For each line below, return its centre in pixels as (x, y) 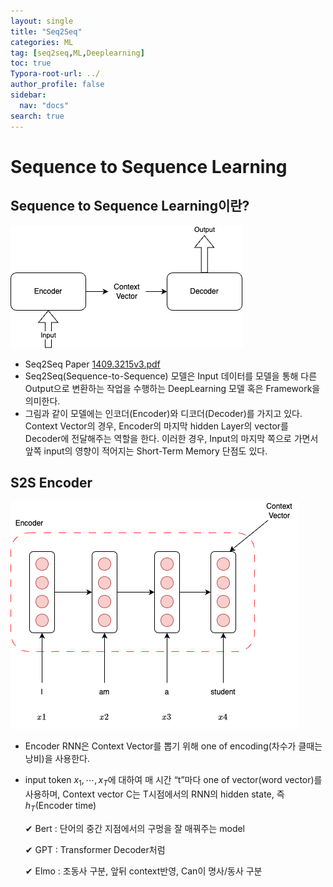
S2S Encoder (51, 482)
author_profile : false (57, 85)
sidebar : (28, 95)
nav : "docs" (44, 105)
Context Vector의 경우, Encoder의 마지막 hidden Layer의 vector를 (157, 426)
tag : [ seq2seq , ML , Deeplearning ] (77, 53)
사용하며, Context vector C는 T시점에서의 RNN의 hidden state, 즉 (154, 794)
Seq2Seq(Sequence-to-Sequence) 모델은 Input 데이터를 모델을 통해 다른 (171, 376)
